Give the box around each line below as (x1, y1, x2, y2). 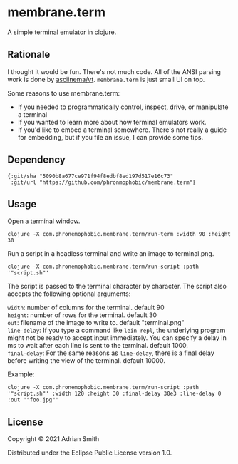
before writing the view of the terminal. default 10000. (7, 356, 165, 365)
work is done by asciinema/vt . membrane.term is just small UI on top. (7, 75, 205, 83)
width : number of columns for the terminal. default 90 (7, 304, 165, 312)
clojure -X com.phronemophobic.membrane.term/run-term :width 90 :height (7, 231, 232, 238)
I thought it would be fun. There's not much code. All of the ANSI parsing (7, 67, 221, 76)
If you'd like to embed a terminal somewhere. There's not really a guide (17, 125, 227, 134)
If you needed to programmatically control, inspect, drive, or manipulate (17, 103, 229, 111)
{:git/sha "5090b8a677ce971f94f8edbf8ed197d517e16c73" (7, 172, 174, 180)
